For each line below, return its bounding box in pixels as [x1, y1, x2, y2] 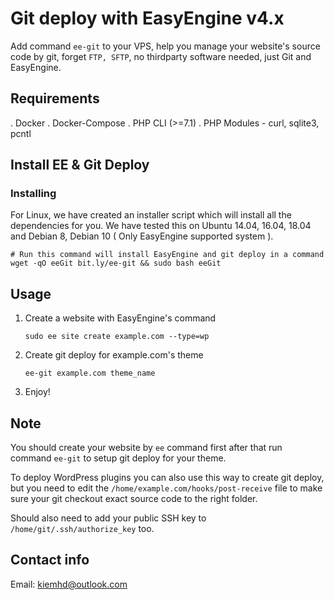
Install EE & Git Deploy [10, 157, 150, 174]
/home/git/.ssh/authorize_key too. [10, 523, 155, 535]
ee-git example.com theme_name [24, 368, 156, 379]
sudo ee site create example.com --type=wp [24, 332, 210, 342]
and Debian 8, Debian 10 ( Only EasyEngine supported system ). [10, 230, 274, 242]
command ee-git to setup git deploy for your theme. [10, 452, 227, 464]
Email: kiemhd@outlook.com [10, 578, 128, 590]
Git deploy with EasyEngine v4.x [10, 7, 285, 30]
